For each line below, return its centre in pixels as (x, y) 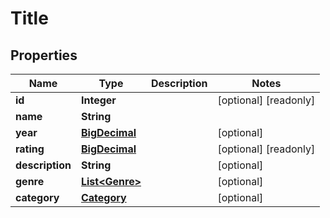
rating (30, 149)
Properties (44, 55)
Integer (98, 100)
